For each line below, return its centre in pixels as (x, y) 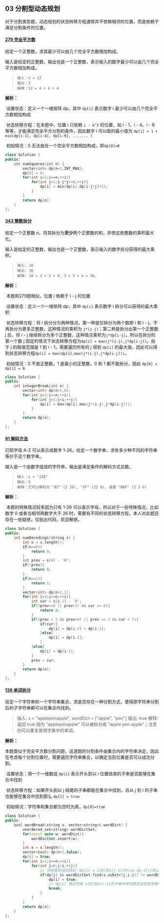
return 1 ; (41, 583)
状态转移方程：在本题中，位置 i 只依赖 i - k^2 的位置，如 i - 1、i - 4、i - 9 (80, 125)
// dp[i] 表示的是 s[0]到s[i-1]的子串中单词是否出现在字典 (103, 884)
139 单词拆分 (18, 690)
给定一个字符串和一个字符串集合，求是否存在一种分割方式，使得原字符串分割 (82, 702)
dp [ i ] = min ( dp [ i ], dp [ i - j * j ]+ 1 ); (74, 187)
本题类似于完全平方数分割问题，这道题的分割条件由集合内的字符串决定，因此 (82, 751)
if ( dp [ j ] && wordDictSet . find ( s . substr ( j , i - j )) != (92, 875)
